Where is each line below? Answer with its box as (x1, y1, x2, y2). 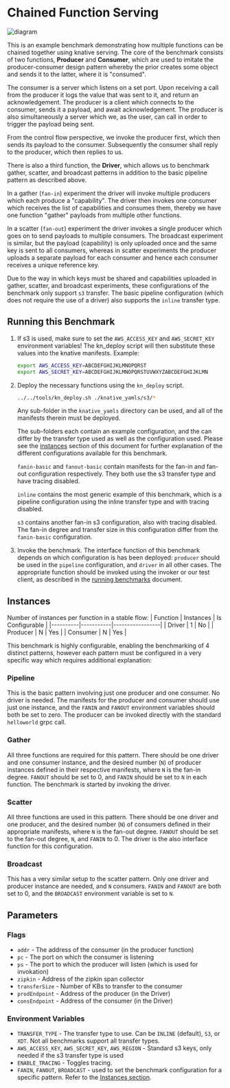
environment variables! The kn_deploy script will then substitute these (16, 342, 216, 350)
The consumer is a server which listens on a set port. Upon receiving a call (7, 83, 219, 91)
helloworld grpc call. (7, 718, 67, 726)
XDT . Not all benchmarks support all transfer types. (16, 1036, 160, 1045)
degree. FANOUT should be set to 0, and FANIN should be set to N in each (7, 773, 207, 781)
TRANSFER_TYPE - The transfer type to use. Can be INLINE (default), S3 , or (16, 1030, 220, 1038)
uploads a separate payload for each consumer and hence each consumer (7, 253, 218, 262)
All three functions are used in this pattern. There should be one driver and (7, 813, 218, 821)
